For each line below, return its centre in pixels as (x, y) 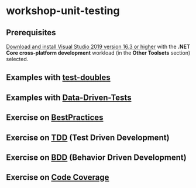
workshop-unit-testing (63, 11)
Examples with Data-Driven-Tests (69, 97)
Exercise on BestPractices (55, 118)
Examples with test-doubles (59, 78)
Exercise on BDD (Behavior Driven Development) (96, 157)
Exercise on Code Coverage (58, 177)
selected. (17, 59)
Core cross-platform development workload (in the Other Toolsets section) (98, 53)
